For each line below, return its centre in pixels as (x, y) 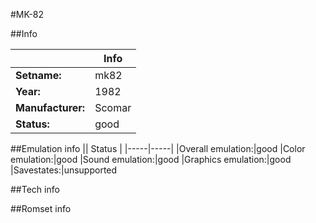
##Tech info (35, 189)
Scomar (113, 107)
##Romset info (41, 208)
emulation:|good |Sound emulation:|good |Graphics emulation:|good (151, 159)
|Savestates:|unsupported (64, 170)
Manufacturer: (50, 107)
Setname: (38, 75)
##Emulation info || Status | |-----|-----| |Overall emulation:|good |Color (158, 148)
